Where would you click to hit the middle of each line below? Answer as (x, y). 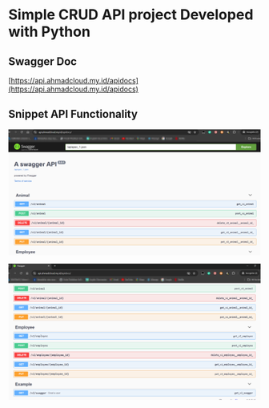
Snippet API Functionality (73, 114)
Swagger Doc (43, 61)
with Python (49, 32)
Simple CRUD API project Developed (131, 15)
